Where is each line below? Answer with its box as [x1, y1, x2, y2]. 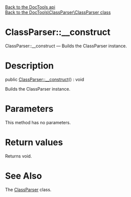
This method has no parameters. [5, 119, 71, 125]
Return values [5, 137, 63, 148]
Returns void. [5, 153, 32, 159]
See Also [5, 170, 42, 181]
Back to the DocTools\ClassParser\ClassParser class [5, 9, 111, 15]
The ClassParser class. [5, 187, 52, 193]
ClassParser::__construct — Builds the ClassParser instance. [5, 43, 127, 49]
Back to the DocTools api [5, 4, 55, 10]
